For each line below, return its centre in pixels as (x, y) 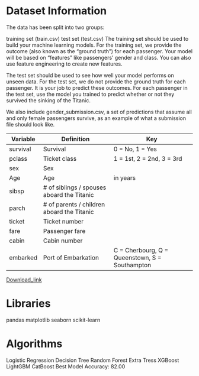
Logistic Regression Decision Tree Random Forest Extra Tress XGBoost (93, 360)
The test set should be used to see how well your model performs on (90, 75)
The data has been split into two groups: (55, 27)
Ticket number (64, 221)
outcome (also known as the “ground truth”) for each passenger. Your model (99, 51)
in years (125, 177)
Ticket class (60, 158)
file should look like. (31, 124)
